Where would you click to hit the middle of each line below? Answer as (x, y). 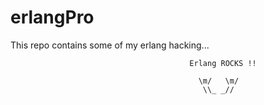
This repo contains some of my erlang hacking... (110, 45)
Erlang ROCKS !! (223, 63)
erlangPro (52, 17)
